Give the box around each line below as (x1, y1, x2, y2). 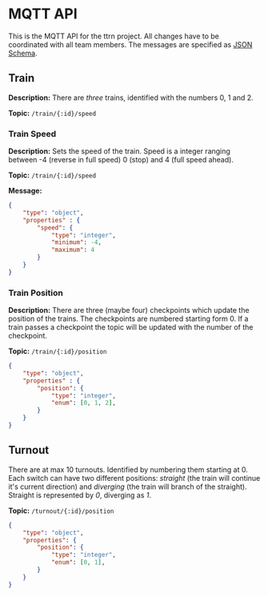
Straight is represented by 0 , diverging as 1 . (8, 490, 152, 500)
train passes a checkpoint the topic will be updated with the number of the (8, 322, 254, 332)
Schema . (8, 48, 38, 58)
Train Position (8, 287, 64, 298)
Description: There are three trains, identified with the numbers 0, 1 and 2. (8, 93, 254, 102)
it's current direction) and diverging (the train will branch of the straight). (8, 482, 247, 491)
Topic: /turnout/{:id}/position (8, 506, 114, 515)
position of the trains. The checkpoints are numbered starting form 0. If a (8, 314, 249, 324)
